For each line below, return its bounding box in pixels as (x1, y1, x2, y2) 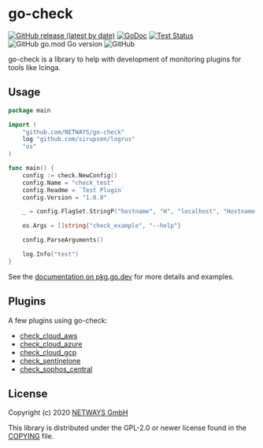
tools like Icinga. (8, 62, 61, 72)
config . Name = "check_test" (22, 179, 114, 187)
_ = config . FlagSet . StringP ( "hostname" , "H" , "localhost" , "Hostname (22, 208, 256, 216)
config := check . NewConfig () (22, 171, 118, 180)
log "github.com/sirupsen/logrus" (22, 135, 135, 143)
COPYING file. (8, 431, 54, 441)
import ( (8, 120, 37, 128)
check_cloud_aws (19, 331, 78, 340)
